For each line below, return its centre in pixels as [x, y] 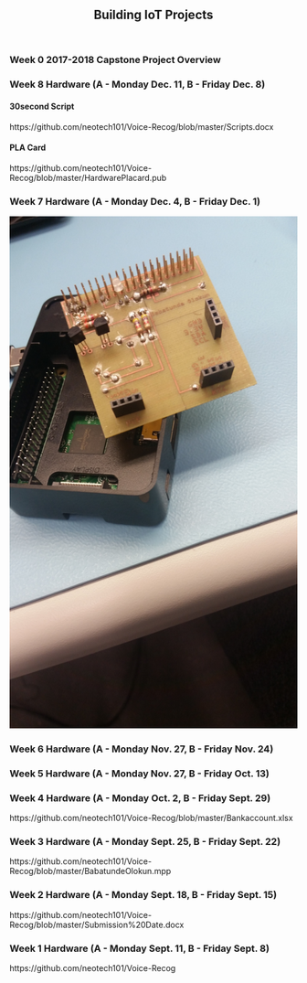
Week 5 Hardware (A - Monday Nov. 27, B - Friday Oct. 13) [139, 774]
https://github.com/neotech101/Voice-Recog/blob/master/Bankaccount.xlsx [152, 818]
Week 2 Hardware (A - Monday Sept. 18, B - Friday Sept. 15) [143, 895]
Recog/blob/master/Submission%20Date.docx [97, 924]
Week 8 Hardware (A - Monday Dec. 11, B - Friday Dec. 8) [138, 84]
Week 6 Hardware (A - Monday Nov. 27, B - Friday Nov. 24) [142, 749]
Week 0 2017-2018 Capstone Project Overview [115, 60]
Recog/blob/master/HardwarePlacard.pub [88, 177]
